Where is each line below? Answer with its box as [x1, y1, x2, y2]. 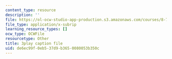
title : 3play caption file [5, 41, 63, 46]
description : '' [5, 12, 40, 17]
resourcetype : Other [5, 36, 50, 42]
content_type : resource [5, 7, 56, 13]
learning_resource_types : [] [5, 27, 68, 32]
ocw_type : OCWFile [5, 31, 45, 36]
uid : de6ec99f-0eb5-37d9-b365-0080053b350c [5, 46, 100, 51]
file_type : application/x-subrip [5, 22, 77, 27]
